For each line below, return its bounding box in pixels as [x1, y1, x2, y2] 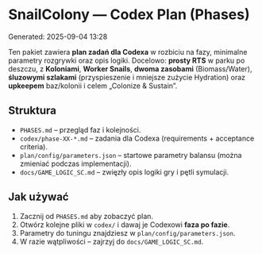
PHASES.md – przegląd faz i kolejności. [19, 125, 141, 134]
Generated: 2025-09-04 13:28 [8, 32, 108, 41]
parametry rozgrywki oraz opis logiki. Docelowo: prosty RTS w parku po [8, 56, 245, 65]
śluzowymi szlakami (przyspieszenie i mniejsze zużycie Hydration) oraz [8, 72, 246, 82]
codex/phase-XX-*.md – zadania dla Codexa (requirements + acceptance [19, 133, 255, 143]
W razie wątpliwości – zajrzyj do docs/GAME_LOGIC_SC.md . [19, 237, 204, 246]
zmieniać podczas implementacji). [19, 159, 132, 168]
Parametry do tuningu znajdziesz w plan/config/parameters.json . [19, 228, 236, 237]
